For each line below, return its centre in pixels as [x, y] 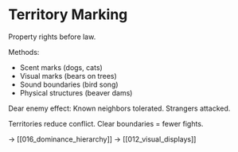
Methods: [24, 52]
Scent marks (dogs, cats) [61, 67]
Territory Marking [68, 15]
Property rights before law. [52, 37]
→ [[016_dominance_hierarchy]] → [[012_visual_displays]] [102, 139]
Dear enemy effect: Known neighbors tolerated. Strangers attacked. [119, 108]
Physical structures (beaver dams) [76, 92]
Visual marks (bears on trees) [68, 76]
